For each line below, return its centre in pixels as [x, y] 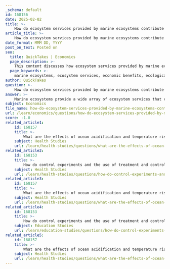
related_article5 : [25, 235]
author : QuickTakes [26, 80]
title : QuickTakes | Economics [43, 57]
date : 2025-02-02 [24, 19]
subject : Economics [26, 104]
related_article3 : [25, 179]
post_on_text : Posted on [31, 47]
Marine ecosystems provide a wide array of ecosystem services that [88, 99]
